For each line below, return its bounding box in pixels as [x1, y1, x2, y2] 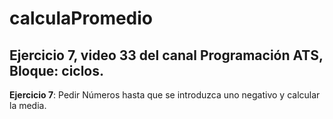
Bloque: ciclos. [9, 62, 105, 79]
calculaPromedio [9, 7, 154, 30]
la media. [9, 100, 47, 111]
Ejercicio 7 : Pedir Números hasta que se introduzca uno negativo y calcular [9, 89, 321, 101]
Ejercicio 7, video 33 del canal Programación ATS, [9, 47, 324, 64]
